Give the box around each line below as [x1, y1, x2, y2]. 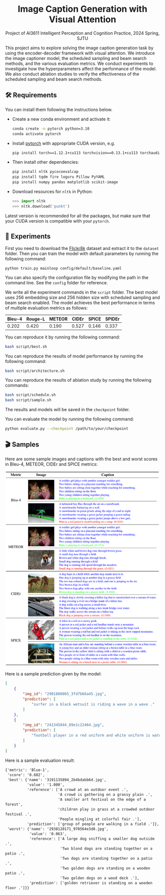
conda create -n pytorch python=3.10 [12, 126, 90, 131]
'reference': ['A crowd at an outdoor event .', [27, 787, 129, 792]
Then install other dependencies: [12, 159, 80, 165]
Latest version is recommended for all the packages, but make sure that [5, 213, 151, 219]
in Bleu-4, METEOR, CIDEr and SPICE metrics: [5, 461, 98, 467]
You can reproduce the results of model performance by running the [5, 353, 143, 359]
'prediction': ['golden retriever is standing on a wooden [29, 880, 153, 885]
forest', [5, 802, 23, 807]
